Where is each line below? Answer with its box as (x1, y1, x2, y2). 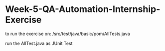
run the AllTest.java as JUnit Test (5, 40, 73, 46)
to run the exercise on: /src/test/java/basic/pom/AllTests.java (5, 30, 131, 36)
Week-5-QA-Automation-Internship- (5, 3, 161, 15)
